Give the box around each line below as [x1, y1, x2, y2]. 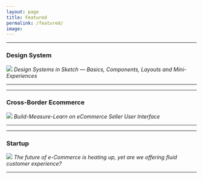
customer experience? [6, 160, 62, 168]
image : [6, 25, 23, 32]
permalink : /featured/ [6, 20, 63, 26]
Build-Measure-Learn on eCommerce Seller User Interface [13, 113, 160, 120]
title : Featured [6, 14, 47, 20]
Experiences [6, 72, 37, 79]
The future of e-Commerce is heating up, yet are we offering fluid [13, 154, 177, 161]
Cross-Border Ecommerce [6, 98, 85, 107]
